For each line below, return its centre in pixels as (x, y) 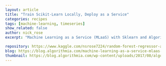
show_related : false (26, 28)
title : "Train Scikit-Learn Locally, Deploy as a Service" (67, 14)
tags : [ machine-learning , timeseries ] (45, 24)
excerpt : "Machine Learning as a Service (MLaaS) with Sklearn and (76, 38)
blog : (11, 51)
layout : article (22, 10)
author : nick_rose (24, 33)
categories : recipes (26, 19)
